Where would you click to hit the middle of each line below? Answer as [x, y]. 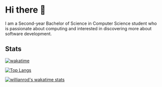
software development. [28, 34]
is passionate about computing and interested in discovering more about [78, 28]
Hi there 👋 [25, 10]
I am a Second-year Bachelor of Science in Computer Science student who [81, 23]
